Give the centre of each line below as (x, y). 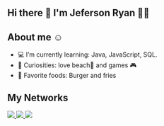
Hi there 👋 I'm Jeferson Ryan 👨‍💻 (78, 13)
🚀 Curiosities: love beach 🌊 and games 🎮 (77, 65)
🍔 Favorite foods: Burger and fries (67, 76)
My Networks (38, 97)
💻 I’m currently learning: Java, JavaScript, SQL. (87, 55)
